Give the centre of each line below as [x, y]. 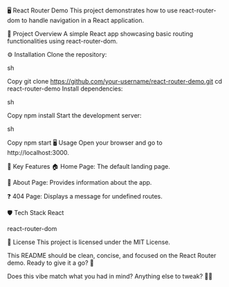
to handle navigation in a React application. [83, 20]
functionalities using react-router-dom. [63, 41]
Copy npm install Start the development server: [74, 115]
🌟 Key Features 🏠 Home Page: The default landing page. [89, 166]
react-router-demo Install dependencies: [65, 89]
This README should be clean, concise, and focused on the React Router [112, 256]
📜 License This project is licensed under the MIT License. [89, 242]
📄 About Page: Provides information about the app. [80, 182]
